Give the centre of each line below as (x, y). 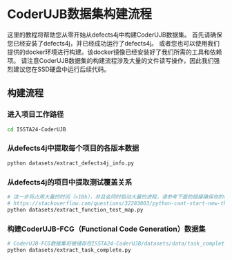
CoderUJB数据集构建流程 (80, 14)
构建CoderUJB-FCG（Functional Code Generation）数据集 (106, 229)
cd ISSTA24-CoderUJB (37, 129)
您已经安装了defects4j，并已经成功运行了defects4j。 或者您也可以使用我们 (113, 43)
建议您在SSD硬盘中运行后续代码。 (61, 69)
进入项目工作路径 (36, 115)
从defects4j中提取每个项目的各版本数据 (73, 148)
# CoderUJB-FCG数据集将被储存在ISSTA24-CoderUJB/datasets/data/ (97, 243)
